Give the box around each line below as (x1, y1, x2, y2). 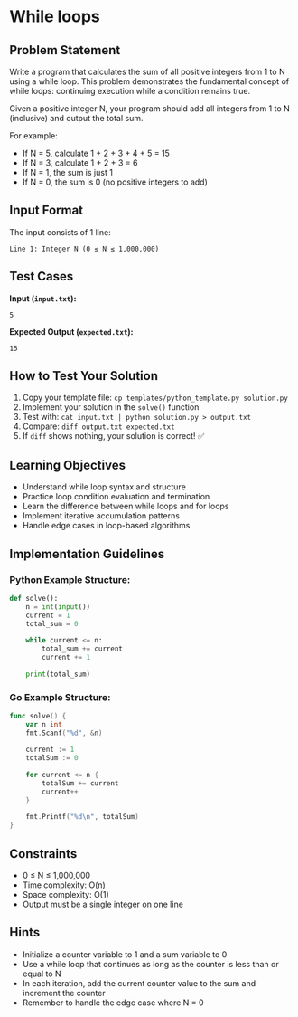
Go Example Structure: (9, 690, 111, 703)
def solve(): (9, 594, 59, 603)
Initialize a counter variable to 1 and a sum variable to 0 (22, 948, 228, 960)
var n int (25, 719, 63, 729)
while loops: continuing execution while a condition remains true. (9, 86, 251, 96)
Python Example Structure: (9, 573, 131, 585)
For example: (9, 130, 59, 141)
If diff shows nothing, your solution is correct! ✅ (22, 431, 205, 442)
